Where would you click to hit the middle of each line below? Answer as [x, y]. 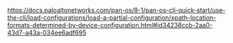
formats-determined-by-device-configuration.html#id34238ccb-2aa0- [110, 25]
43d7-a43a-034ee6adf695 [47, 32]
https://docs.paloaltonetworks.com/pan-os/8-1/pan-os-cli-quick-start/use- [116, 10]
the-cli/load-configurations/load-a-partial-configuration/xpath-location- [112, 18]
